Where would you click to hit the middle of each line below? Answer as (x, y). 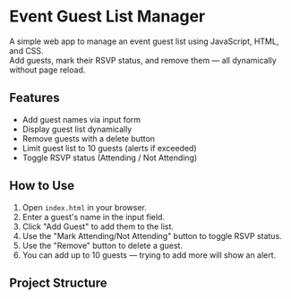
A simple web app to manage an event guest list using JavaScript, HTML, (144, 41)
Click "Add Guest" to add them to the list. (98, 226)
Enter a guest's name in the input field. (94, 217)
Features (34, 98)
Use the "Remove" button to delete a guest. (103, 245)
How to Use (42, 186)
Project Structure (58, 282)
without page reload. (47, 70)
